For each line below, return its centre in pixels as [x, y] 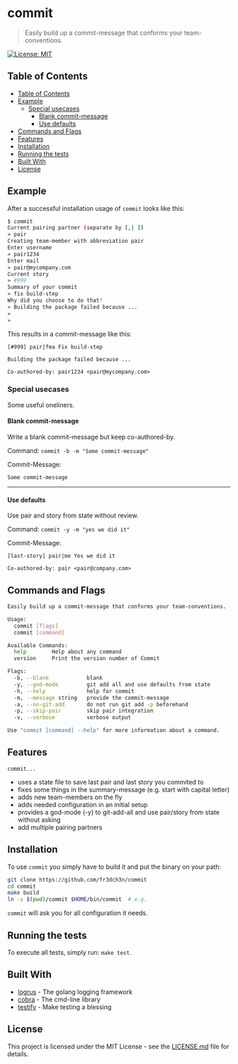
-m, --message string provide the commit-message [92, 698]
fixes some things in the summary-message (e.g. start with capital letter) [124, 789]
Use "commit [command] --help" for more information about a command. [114, 730]
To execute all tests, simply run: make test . [69, 953]
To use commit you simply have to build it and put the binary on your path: [114, 867]
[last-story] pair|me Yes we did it [61, 556]
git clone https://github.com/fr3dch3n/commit [77, 879]
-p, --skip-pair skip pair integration [84, 711]
